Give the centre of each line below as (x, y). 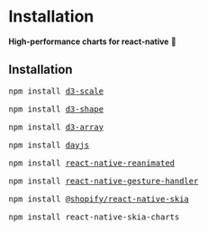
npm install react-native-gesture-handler (104, 181)
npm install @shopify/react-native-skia (99, 199)
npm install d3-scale (56, 91)
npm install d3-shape (56, 109)
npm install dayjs (49, 145)
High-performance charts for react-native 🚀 (92, 41)
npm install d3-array (56, 127)
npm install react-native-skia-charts (94, 217)
